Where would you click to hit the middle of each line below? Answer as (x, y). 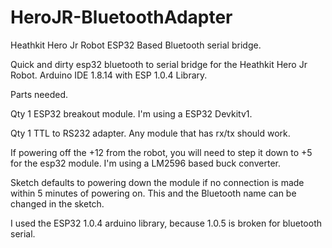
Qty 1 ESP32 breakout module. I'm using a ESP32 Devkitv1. (131, 113)
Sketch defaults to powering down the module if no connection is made (157, 182)
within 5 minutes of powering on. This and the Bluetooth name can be (153, 193)
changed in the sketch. (57, 203)
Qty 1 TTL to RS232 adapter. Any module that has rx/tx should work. (150, 133)
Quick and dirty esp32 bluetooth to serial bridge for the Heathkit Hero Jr (159, 64)
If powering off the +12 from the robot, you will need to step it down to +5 (161, 152)
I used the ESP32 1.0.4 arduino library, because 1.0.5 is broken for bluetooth (166, 223)
